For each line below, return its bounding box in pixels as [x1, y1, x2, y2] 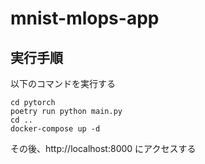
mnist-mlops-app [10, 7, 160, 30]
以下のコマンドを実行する [10, 78, 116, 89]
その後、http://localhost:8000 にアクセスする [10, 143, 197, 154]
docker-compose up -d [10, 124, 101, 134]
